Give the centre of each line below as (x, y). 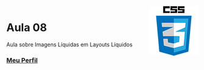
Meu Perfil (22, 60)
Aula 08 (27, 28)
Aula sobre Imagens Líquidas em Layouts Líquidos (70, 44)
